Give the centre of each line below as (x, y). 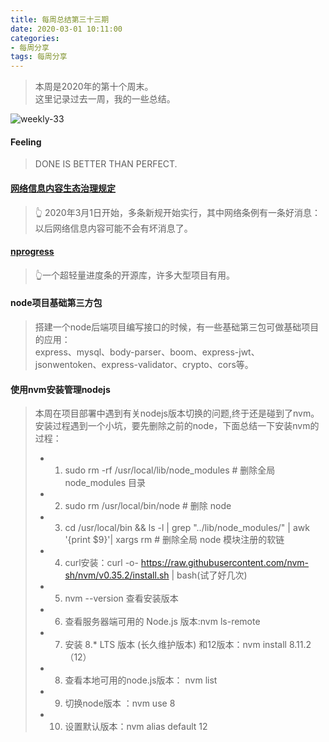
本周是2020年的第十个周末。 (94, 87)
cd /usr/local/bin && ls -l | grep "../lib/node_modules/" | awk (187, 528)
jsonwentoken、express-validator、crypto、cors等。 (144, 364)
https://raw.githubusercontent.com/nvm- (225, 563)
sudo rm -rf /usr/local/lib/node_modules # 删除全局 (170, 470)
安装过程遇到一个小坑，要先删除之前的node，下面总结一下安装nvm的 (177, 426)
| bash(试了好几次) (209, 575)
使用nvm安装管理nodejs (60, 389)
